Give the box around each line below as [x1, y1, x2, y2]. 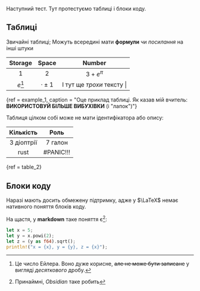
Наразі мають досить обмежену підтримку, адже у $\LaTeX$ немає [6, 197, 179, 204]
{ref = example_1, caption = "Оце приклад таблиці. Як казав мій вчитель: [6, 96, 188, 103]
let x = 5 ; [6, 227, 33, 233]
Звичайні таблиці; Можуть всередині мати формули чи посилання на [6, 38, 183, 45]
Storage [9, 59, 33, 67]
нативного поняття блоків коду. [6, 203, 86, 210]
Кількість [9, 128, 37, 137]
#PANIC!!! [43, 148, 70, 157]
